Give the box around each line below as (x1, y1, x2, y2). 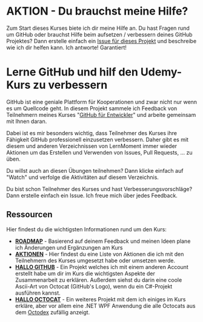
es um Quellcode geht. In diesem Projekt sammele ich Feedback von (6, 105, 178, 112)
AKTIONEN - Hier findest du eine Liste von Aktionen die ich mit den (15, 250, 184, 257)
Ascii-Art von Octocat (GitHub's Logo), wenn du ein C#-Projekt (15, 282, 173, 290)
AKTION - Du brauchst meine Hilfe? (6, 4, 188, 18)
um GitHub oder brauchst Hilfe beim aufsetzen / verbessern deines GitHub (6, 30, 193, 38)
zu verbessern (33, 78, 108, 92)
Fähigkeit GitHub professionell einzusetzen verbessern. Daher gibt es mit (6, 136, 189, 143)
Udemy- (140, 65, 182, 79)
